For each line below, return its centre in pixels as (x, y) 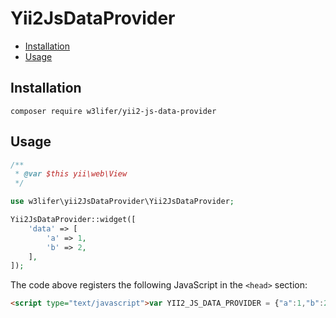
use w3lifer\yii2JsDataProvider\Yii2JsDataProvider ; (122, 202)
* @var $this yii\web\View (71, 174)
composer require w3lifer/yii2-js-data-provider (113, 111)
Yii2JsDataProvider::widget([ (73, 220)
